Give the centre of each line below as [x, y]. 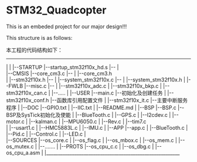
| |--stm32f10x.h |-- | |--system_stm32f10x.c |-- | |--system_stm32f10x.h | [96, 79]
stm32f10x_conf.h [28, 100]
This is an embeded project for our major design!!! [67, 26]
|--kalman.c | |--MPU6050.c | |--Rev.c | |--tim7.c [88, 122]
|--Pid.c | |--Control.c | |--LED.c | [46, 134]
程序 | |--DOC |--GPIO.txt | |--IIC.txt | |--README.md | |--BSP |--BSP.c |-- [95, 107]
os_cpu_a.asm [23, 153]
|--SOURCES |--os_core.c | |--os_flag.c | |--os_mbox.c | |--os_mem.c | [92, 140]
